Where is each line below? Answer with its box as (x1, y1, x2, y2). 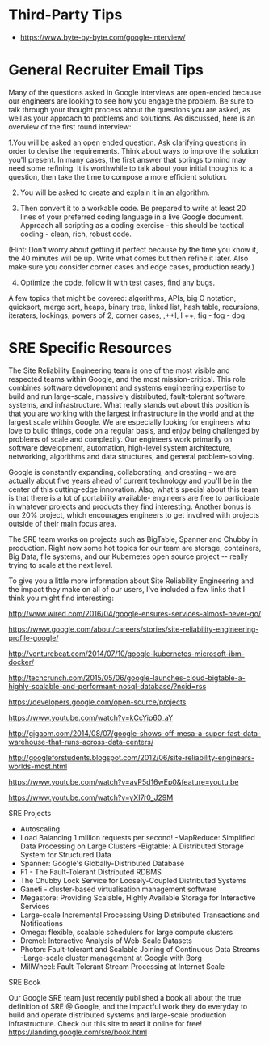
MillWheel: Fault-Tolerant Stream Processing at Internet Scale (19, 961, 225, 971)
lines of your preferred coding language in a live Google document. (19, 212, 244, 222)
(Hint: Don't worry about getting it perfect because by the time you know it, (8, 244, 258, 254)
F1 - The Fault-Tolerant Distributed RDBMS (19, 867, 162, 877)
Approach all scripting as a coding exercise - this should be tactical (19, 220, 245, 230)
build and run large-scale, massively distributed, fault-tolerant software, (8, 391, 248, 401)
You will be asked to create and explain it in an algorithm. (19, 188, 210, 197)
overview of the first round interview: (8, 121, 132, 131)
